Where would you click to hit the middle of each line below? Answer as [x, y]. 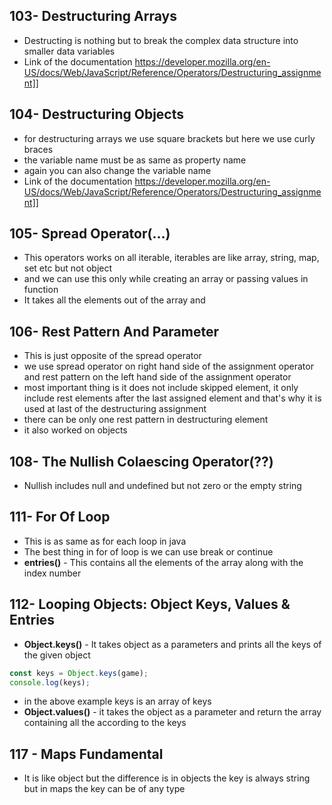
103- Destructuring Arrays [93, 16]
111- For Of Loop [60, 517]
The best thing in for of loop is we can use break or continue [148, 551]
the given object [57, 655]
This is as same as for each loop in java [105, 541]
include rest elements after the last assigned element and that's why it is [172, 398]
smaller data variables [69, 51]
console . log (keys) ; [50, 682]
